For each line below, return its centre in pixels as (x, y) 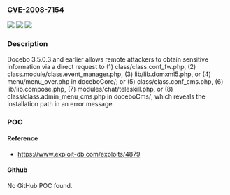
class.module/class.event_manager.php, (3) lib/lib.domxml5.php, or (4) (109, 74)
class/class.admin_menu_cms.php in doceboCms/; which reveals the (106, 96)
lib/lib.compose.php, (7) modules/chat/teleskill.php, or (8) (90, 89)
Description (28, 44)
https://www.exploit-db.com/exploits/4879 (79, 154)
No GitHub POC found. (40, 185)
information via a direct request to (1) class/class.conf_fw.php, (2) (102, 66)
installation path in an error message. (60, 103)
